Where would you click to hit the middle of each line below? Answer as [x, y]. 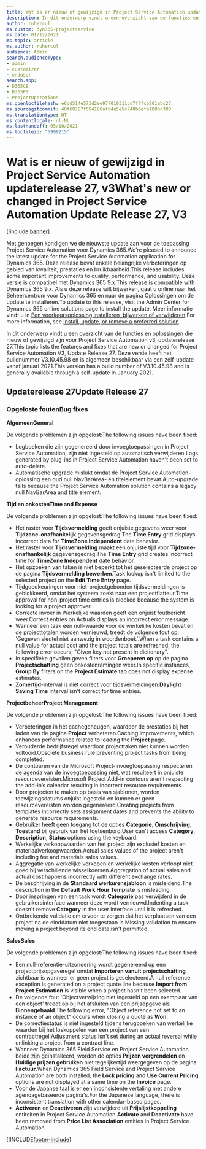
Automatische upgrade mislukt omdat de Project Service [86, 473]
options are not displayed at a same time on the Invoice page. [93, 1081]
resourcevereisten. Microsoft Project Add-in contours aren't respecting [104, 779]
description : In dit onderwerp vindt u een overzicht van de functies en [103, 18]
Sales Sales [21, 940]
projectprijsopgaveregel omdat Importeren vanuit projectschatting [100, 971]
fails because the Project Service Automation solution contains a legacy [106, 486]
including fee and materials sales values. [67, 857]
